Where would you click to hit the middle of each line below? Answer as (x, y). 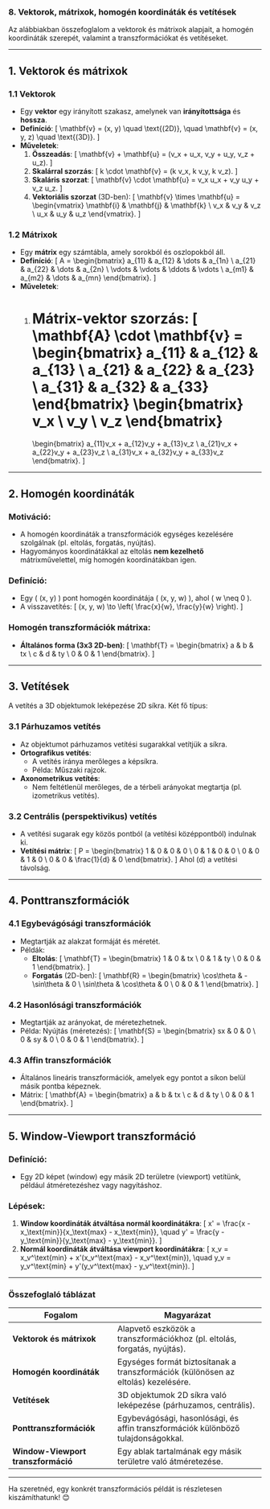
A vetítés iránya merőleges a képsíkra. (95, 761)
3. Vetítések (39, 686)
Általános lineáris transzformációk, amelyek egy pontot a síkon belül (133, 1078)
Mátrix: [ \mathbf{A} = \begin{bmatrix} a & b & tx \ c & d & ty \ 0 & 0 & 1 (137, 1095)
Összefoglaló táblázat (52, 1295)
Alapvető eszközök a (157, 1329)
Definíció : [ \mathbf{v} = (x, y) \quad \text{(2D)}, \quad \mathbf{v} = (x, (139, 128)
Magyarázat (188, 1315)
